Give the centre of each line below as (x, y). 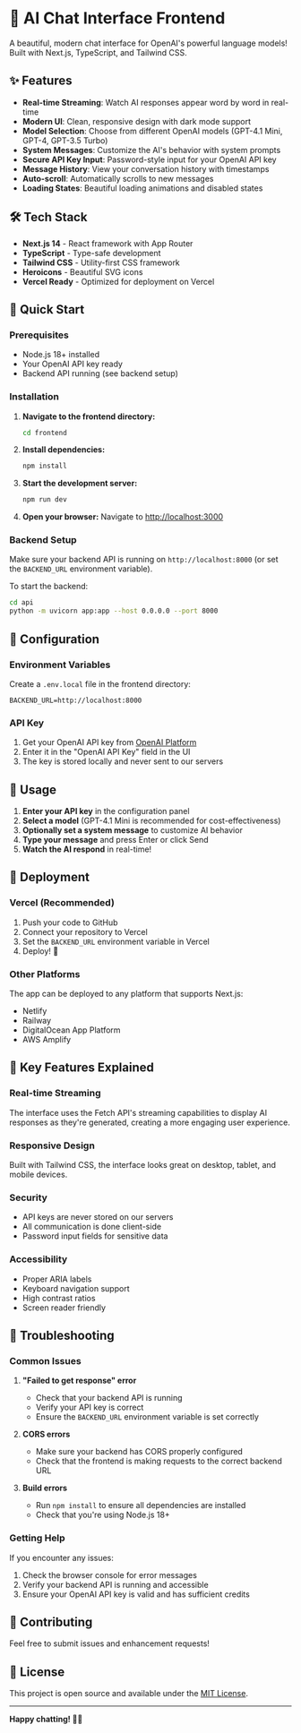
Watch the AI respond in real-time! (87, 849)
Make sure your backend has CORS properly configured (139, 1452)
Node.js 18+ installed (61, 355)
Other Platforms (45, 974)
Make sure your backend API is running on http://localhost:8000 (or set (144, 560)
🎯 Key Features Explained (82, 1068)
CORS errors (46, 1434)
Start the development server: (80, 484)
